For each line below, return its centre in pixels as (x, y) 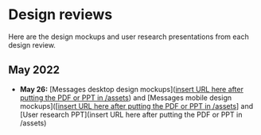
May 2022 (34, 70)
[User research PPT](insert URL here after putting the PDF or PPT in (131, 114)
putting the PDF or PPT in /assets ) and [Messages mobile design (126, 98)
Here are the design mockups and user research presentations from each (129, 37)
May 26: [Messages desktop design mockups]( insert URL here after (132, 89)
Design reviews (60, 15)
